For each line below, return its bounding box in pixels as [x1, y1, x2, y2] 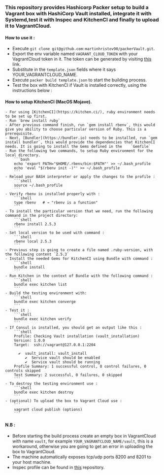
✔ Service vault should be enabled [25, 355, 100, 361]
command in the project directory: [5, 213, 78, 218]
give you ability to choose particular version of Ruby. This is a [5, 127, 147, 132]
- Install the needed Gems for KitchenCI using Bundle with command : [5, 256, 153, 261]
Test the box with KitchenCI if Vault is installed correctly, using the [12, 82, 147, 88]
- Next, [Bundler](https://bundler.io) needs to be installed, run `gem [5, 136, 158, 140]
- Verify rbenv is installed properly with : [5, 192, 100, 197]
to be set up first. [5, 114, 48, 119]
